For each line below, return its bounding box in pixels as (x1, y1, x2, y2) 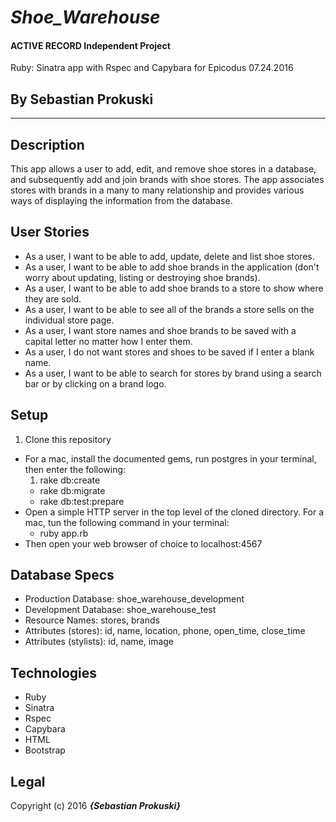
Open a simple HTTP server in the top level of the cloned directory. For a (24, 506, 325, 518)
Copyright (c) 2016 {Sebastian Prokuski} (10, 800, 181, 812)
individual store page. (24, 314, 115, 326)
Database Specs (10, 567, 115, 584)
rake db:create (39, 474, 101, 486)
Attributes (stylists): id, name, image (24, 636, 175, 648)
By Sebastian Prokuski (10, 91, 154, 108)
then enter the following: (24, 463, 127, 475)
